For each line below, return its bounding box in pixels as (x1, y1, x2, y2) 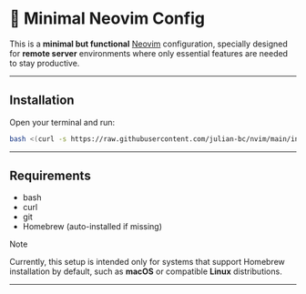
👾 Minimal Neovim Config (9, 8, 205, 29)
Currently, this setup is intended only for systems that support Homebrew (9, 257, 285, 268)
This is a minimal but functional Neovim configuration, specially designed (9, 38, 289, 49)
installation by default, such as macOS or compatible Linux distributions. (9, 266, 282, 277)
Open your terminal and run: (9, 117, 116, 127)
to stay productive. (9, 57, 80, 68)
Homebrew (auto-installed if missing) (22, 221, 162, 232)
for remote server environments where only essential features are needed (9, 47, 289, 58)
